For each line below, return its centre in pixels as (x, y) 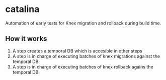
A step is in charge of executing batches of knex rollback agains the (83, 66)
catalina (22, 9)
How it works (26, 39)
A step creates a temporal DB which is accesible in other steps (77, 50)
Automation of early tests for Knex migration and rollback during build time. (83, 23)
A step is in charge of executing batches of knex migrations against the (86, 56)
